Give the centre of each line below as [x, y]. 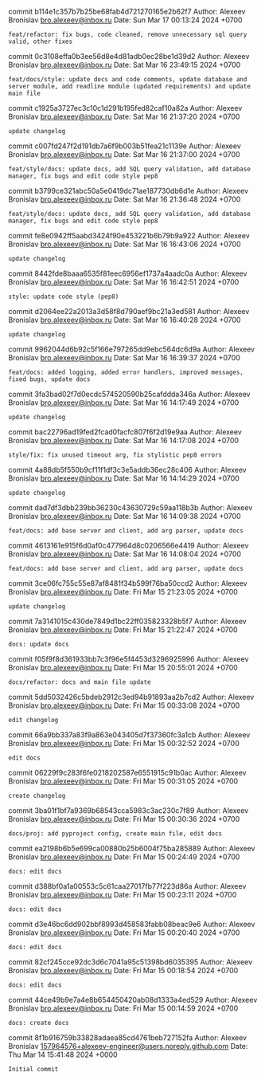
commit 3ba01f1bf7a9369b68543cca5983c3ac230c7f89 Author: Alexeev [129, 811]
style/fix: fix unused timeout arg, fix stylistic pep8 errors [115, 455]
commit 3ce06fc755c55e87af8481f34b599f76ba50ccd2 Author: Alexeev [128, 583]
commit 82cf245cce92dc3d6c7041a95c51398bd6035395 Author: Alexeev [131, 962]
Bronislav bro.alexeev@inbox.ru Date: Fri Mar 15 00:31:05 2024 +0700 [123, 781]
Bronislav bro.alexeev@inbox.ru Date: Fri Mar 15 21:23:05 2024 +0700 [123, 592]
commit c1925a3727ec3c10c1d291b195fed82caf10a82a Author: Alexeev [125, 108]
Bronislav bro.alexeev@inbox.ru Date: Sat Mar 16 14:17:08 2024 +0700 [124, 440]
